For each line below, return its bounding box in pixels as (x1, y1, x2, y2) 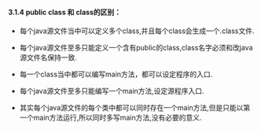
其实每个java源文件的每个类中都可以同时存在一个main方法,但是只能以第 (19, 103, 251, 113)
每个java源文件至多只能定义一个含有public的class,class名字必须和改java (19, 43, 253, 53)
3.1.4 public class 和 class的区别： (8, 7, 122, 17)
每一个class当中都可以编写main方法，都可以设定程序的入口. (19, 69, 213, 79)
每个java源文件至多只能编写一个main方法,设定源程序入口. (19, 87, 204, 96)
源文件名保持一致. (19, 53, 77, 62)
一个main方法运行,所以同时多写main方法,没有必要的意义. (19, 113, 202, 122)
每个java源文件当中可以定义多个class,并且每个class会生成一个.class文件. (19, 26, 255, 35)
